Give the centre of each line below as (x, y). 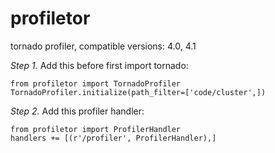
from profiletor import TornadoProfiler (96, 83)
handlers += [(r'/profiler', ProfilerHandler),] (113, 138)
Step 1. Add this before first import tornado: (99, 65)
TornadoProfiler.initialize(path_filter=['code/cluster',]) (138, 92)
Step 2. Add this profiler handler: (77, 111)
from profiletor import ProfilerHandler (96, 129)
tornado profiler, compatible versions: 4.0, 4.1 (103, 46)
